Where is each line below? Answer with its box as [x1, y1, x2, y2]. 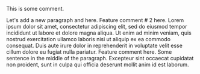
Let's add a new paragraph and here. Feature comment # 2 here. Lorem [6, 17, 184, 23]
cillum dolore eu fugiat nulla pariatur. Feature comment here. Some [6, 48, 172, 55]
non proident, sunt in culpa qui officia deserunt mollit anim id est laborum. [6, 61, 189, 68]
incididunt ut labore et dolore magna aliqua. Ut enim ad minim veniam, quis [6, 29, 192, 36]
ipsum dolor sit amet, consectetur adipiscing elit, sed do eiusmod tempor [6, 23, 188, 30]
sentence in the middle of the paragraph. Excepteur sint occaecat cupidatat [6, 55, 194, 61]
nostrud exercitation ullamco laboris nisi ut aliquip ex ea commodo [6, 36, 170, 42]
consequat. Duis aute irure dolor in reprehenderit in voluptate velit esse [6, 42, 183, 49]
